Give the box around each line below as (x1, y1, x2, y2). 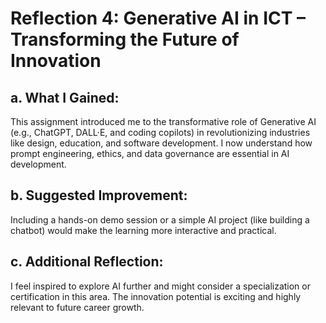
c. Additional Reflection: (10, 253, 164, 271)
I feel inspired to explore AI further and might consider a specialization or (10, 280, 311, 292)
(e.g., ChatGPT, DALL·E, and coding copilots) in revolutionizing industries (10, 127, 311, 138)
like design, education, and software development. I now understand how (10, 137, 313, 149)
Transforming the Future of (10, 28, 240, 51)
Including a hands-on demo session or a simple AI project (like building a (10, 213, 310, 226)
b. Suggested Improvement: (10, 187, 188, 204)
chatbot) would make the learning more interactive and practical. (10, 224, 277, 236)
